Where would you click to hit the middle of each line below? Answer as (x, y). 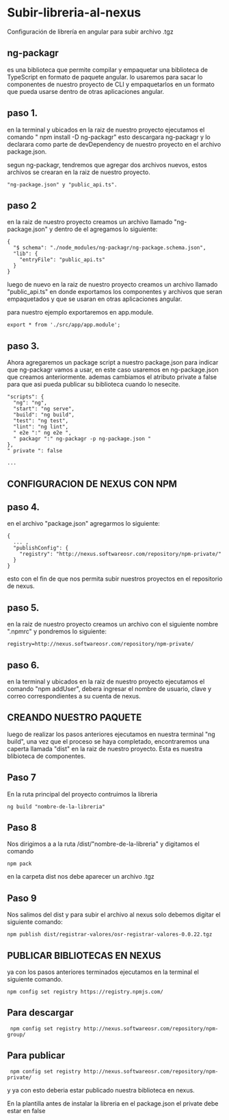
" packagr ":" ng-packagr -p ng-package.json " (82, 439)
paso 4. (23, 507)
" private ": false (35, 451)
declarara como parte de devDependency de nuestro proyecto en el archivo (114, 144)
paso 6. (23, 665)
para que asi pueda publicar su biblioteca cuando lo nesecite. (94, 385)
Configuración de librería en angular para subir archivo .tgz (90, 32)
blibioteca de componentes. (46, 756)
